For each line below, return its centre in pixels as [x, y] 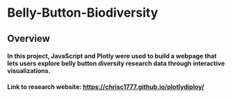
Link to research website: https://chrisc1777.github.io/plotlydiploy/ [106, 87]
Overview [29, 39]
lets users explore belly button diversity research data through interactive [116, 63]
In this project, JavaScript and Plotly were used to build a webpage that [112, 56]
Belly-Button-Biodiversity [83, 13]
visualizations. [29, 71]
